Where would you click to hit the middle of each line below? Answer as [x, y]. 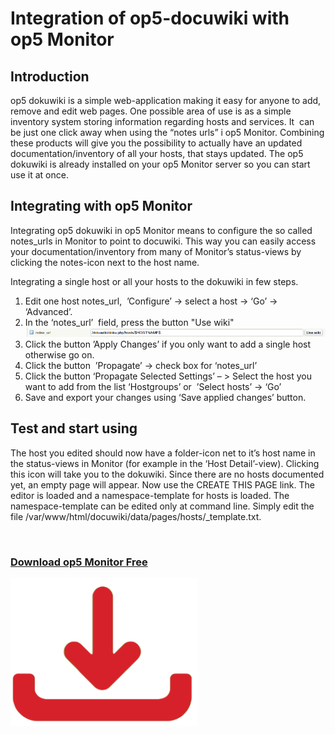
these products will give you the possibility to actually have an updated [156, 143]
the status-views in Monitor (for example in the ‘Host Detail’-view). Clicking [165, 463]
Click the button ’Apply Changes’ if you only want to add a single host [168, 344]
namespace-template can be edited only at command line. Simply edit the [162, 506]
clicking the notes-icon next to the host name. [105, 262]
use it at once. [39, 175]
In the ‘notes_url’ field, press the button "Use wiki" [129, 322]
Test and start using [74, 428]
